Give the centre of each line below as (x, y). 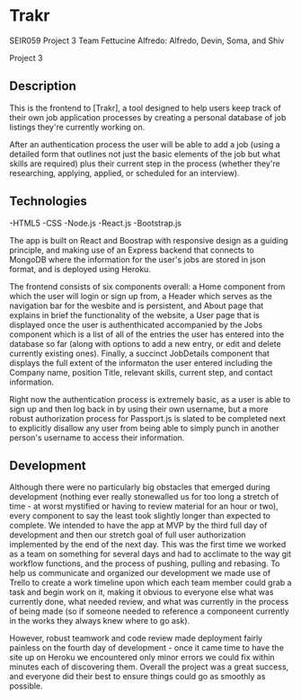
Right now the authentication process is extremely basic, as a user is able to (150, 399)
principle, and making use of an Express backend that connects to (132, 250)
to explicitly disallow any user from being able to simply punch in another (145, 428)
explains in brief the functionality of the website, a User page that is (135, 315)
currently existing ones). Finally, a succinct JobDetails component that (139, 353)
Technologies (49, 202)
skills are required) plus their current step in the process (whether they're (145, 164)
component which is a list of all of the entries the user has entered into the (147, 334)
